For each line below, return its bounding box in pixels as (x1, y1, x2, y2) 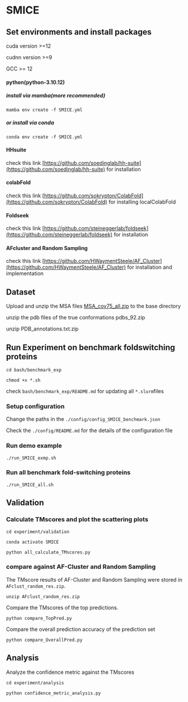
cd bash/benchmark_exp (6, 367, 62, 373)
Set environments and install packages (6, 27, 152, 37)
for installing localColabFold (108, 198, 176, 205)
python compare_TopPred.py (6, 615, 72, 621)
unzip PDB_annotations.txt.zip (6, 325, 79, 332)
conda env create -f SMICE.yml (6, 134, 83, 140)
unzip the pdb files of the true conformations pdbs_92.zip (6, 314, 146, 321)
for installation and (127, 264, 172, 271)
